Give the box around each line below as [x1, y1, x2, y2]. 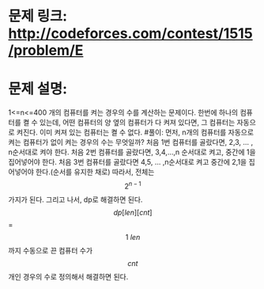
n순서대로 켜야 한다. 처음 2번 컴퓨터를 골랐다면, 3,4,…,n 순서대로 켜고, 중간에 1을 [8, 147, 256, 157]
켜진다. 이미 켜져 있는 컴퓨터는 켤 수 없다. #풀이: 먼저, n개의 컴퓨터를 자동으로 [16, 127, 255, 137]
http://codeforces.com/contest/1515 [8, 25, 253, 43]
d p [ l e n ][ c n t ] [113, 207, 153, 217]
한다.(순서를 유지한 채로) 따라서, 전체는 [35, 167, 155, 177]
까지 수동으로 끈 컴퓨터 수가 [8, 245, 93, 255]
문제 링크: [8, 7, 68, 25]
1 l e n [125, 232, 141, 241]
